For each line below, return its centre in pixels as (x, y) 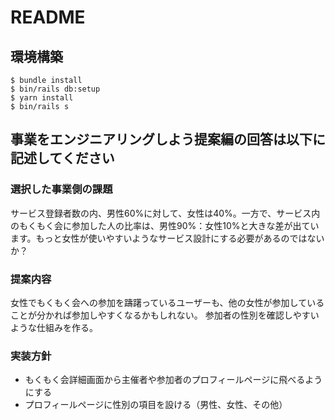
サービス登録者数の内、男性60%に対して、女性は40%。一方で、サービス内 (165, 213)
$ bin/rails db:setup (55, 89)
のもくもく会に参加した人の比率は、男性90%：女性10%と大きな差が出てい (165, 225)
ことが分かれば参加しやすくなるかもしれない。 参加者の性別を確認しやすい (165, 315)
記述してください (62, 158)
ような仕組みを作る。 (54, 327)
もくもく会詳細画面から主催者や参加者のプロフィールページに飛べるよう (173, 380)
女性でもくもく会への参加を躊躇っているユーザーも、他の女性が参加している (167, 302)
